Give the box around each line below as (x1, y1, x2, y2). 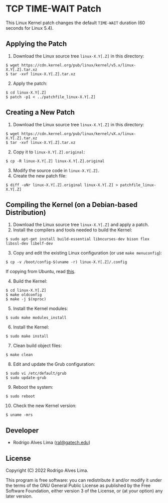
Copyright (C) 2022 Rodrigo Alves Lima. (6, 467, 88, 473)
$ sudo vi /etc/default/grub (6, 371, 67, 376)
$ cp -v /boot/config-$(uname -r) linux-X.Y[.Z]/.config (6, 260, 127, 265)
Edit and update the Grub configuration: (13, 361, 95, 367)
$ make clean (6, 353, 33, 358)
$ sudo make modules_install (6, 315, 67, 320)
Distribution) (6, 208, 47, 217)
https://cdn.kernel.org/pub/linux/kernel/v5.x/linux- (21, 62, 136, 68)
